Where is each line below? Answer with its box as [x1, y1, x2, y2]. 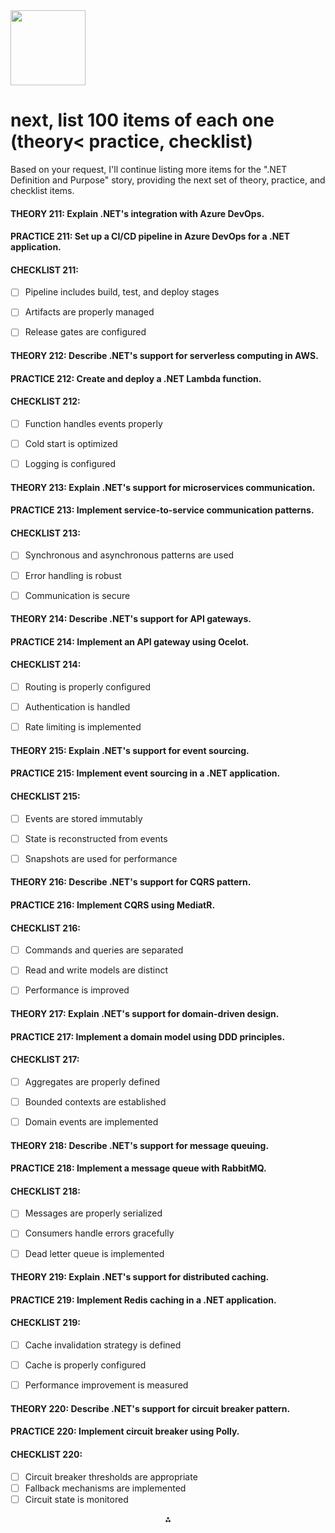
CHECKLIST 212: [10, 395, 81, 408]
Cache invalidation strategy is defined [24, 1339, 182, 1351]
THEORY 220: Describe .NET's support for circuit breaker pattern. [10, 1402, 291, 1414]
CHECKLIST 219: [10, 1317, 81, 1329]
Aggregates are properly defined [24, 1075, 160, 1088]
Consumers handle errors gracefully [24, 1227, 175, 1239]
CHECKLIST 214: [10, 659, 82, 671]
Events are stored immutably [24, 812, 143, 824]
